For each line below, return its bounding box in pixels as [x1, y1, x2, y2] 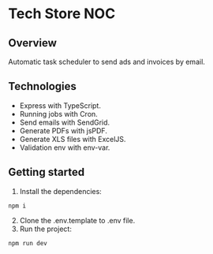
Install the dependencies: [19, 186, 103, 196]
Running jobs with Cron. [19, 109, 99, 118]
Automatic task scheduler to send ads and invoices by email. [8, 57, 205, 66]
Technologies [8, 80, 77, 93]
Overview [8, 36, 58, 50]
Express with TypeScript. [19, 100, 101, 110]
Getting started [8, 166, 85, 179]
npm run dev [8, 239, 47, 247]
